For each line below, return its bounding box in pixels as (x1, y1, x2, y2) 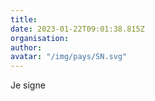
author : (10, 42, 43, 53)
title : (10, 14, 38, 25)
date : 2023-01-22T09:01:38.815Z (10, 24, 145, 34)
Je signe (10, 79, 46, 91)
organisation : (10, 33, 70, 43)
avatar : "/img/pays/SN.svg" (10, 52, 128, 62)
